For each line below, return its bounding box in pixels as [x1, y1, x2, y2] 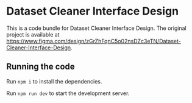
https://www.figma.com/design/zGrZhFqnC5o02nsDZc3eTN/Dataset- [6, 37, 181, 44]
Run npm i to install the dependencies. [6, 77, 102, 85]
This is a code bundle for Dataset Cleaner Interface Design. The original [6, 24, 187, 32]
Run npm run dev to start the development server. [6, 90, 130, 97]
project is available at [6, 30, 60, 38]
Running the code [6, 62, 75, 72]
